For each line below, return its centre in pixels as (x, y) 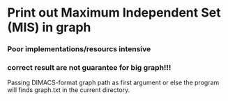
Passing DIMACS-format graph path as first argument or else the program (113, 83)
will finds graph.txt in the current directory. (69, 90)
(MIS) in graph (49, 27)
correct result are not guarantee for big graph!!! (89, 68)
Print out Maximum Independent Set (114, 13)
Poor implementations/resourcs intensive (79, 49)
